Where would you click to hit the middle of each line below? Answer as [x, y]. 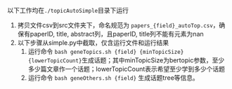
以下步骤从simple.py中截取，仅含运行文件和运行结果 [93, 43]
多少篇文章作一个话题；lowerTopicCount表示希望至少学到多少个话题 [127, 69]
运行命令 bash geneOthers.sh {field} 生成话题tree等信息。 [113, 78]
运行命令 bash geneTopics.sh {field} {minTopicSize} [106, 52]
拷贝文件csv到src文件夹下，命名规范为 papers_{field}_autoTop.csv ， [118, 25]
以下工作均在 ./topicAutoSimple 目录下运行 [68, 10]
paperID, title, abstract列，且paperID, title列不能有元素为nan [117, 34]
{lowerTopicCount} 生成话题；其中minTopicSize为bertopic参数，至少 [126, 60]
